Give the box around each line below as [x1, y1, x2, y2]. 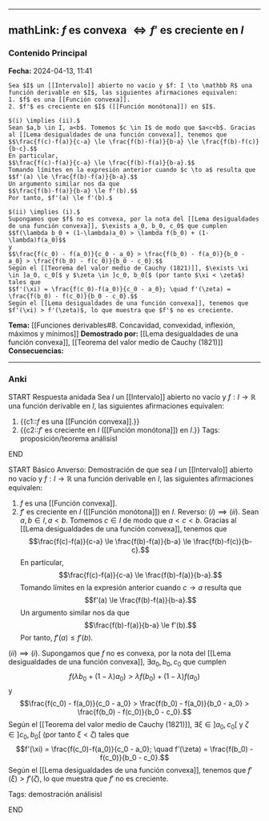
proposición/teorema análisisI [19, 433, 118, 443]
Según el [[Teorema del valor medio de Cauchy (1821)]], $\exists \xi [8, 264, 249, 272]
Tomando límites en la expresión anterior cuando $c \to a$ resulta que [8, 165, 256, 173]
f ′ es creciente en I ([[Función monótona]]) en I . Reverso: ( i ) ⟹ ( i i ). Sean [19, 506, 259, 516]
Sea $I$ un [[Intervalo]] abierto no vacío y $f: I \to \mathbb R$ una [8, 81, 252, 89]
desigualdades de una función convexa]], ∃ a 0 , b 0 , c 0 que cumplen [8, 656, 227, 669]
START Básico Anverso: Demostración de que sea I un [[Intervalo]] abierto [8, 465, 254, 474]
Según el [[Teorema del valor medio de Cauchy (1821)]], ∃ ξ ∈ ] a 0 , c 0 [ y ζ [8, 719, 250, 731]
